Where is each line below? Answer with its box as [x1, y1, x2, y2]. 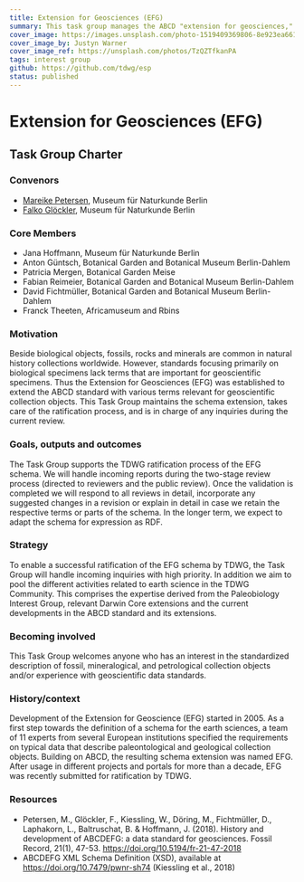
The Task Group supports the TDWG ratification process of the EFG [9, 459, 261, 469]
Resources [9, 793, 58, 806]
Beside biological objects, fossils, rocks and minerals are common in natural [9, 348, 292, 359]
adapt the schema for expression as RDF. [9, 517, 163, 527]
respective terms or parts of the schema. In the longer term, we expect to [9, 507, 283, 517]
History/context [9, 693, 81, 706]
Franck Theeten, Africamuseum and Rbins [22, 305, 180, 316]
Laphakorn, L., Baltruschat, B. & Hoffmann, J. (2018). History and [22, 823, 264, 834]
